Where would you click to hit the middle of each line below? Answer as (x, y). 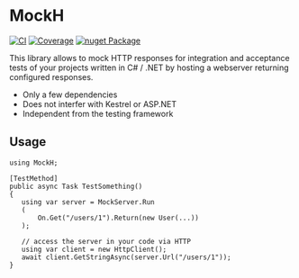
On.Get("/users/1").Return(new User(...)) (118, 218)
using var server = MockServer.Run (88, 202)
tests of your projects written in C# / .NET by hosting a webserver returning (149, 67)
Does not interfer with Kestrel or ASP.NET (100, 103)
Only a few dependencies (70, 94)
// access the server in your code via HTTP (106, 241)
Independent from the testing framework (98, 113)
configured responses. (51, 76)
